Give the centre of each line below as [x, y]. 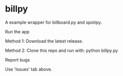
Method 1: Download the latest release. [44, 41]
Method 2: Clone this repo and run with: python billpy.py [61, 50]
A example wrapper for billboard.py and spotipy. [53, 22]
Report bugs [18, 60]
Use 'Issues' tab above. [29, 69]
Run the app [17, 31]
